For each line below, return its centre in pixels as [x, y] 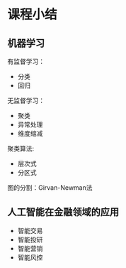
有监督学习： [26, 61]
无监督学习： [26, 101]
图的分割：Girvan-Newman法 [50, 188]
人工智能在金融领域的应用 [63, 212]
